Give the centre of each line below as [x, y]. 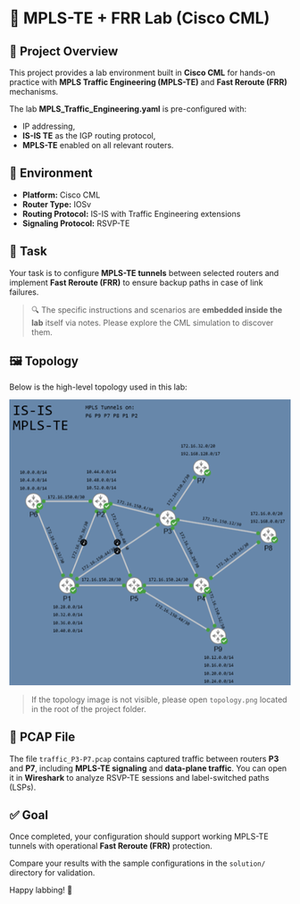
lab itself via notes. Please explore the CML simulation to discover [152, 322]
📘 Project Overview [64, 51]
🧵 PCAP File [42, 737]
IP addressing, [49, 126]
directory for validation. [52, 873]
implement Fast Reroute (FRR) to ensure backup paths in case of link [136, 282]
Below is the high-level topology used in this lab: [98, 387]
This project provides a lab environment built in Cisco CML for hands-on [142, 72]
